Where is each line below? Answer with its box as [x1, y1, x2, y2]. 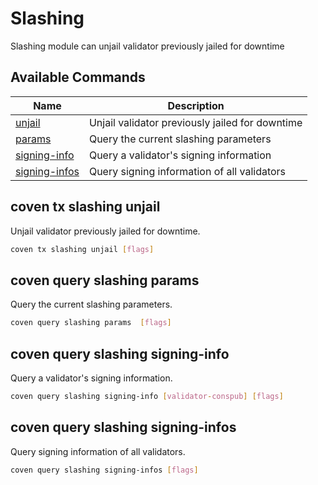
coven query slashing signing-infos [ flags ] [10, 465, 199, 475]
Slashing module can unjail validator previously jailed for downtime [10, 40, 285, 52]
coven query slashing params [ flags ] [10, 318, 172, 328]
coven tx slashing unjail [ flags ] [10, 244, 155, 254]
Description [167, 98, 225, 112]
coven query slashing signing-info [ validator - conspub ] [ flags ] [10, 391, 284, 401]
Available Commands [10, 69, 146, 86]
